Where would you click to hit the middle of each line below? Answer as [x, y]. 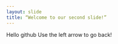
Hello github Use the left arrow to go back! [59, 34]
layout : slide [24, 12]
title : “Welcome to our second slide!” [57, 17]
